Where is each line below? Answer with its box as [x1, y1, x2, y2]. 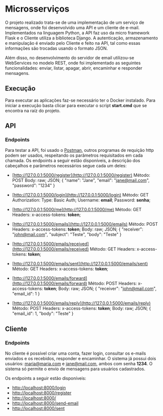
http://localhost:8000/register [12, 390, 72, 396]
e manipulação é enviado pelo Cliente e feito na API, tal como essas [5, 40, 141, 46]
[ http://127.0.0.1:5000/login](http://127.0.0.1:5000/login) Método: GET [12, 192, 149, 198]
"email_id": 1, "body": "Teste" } [12, 310, 74, 317]
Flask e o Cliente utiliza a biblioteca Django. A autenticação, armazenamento [5, 35, 158, 41]
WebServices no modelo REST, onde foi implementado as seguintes [5, 60, 141, 66]
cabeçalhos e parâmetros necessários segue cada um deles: [5, 163, 127, 169]
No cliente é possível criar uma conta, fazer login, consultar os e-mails [5, 350, 147, 356]
